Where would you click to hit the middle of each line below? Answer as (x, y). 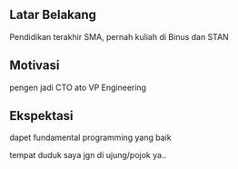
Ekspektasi (42, 116)
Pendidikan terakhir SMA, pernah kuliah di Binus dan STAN (119, 36)
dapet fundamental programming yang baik (90, 138)
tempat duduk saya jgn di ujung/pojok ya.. (88, 155)
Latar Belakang (53, 15)
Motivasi (35, 66)
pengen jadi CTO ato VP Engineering (78, 87)
